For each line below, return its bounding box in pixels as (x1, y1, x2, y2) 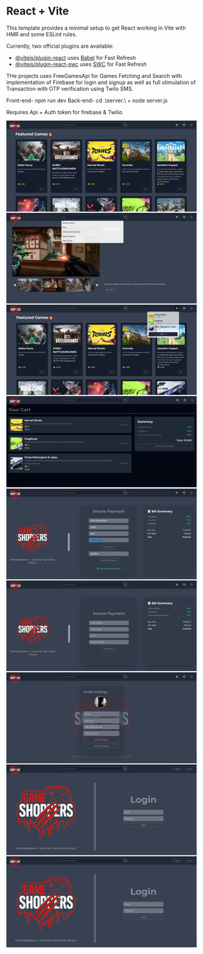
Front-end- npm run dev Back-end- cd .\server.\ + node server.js (6, 97, 168, 104)
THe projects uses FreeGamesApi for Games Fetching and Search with (6, 72, 182, 79)
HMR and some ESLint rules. (6, 30, 77, 37)
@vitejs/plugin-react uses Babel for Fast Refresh (14, 54, 137, 61)
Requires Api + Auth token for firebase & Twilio (6, 108, 123, 115)
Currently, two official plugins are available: (6, 42, 114, 50)
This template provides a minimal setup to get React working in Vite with (6, 24, 186, 31)
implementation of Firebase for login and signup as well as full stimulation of (6, 79, 196, 86)
